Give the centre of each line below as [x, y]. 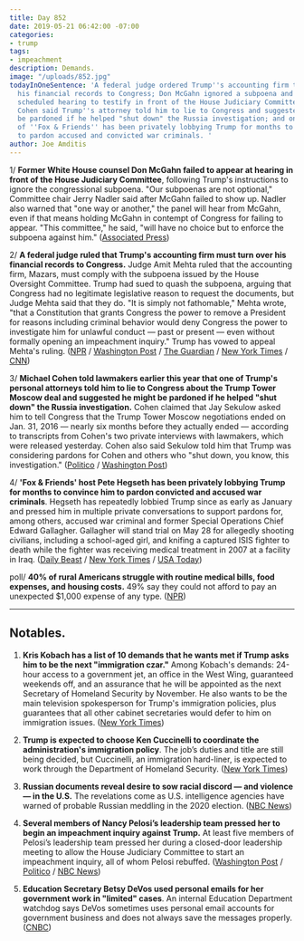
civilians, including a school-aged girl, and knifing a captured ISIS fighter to [149, 540]
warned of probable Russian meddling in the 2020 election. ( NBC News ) [157, 805]
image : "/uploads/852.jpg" [60, 77]
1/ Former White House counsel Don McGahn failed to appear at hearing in [152, 169]
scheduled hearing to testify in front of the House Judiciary [139, 102]
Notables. [38, 634]
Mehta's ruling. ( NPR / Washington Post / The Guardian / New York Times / [148, 350]
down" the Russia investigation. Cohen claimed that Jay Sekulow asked [145, 407]
